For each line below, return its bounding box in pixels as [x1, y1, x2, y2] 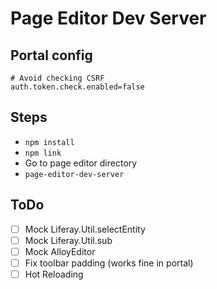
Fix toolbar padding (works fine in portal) [24, 257, 194, 269]
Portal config [10, 47, 93, 64]
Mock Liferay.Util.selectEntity [24, 223, 146, 235]
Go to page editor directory [24, 157, 138, 169]
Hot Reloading [24, 268, 84, 280]
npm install [24, 137, 75, 147]
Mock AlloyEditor [24, 245, 96, 257]
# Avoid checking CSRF [10, 73, 105, 83]
